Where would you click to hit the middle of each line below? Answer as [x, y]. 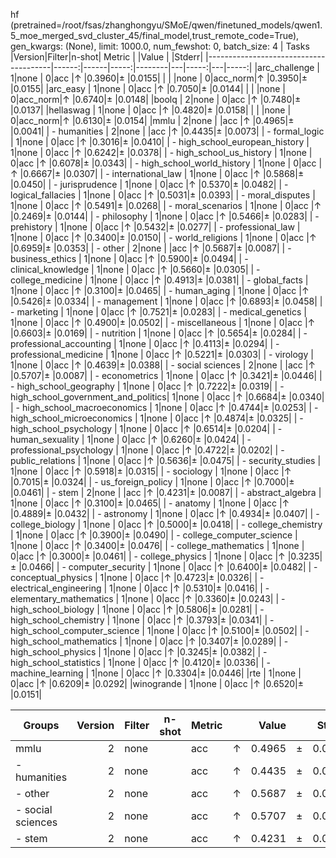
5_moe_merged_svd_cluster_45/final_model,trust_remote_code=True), [155, 35]
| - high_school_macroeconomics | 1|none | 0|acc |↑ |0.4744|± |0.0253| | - [164, 407]
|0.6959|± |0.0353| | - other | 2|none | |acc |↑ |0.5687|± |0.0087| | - [151, 248]
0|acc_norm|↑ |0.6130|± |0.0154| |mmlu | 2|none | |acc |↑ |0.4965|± [152, 120]
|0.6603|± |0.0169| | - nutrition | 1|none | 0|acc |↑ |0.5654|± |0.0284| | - [159, 333]
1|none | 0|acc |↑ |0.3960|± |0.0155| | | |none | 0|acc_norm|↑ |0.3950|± [159, 78]
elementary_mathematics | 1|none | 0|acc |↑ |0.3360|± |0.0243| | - [148, 598]
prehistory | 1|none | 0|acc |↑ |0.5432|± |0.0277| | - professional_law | [155, 227]
